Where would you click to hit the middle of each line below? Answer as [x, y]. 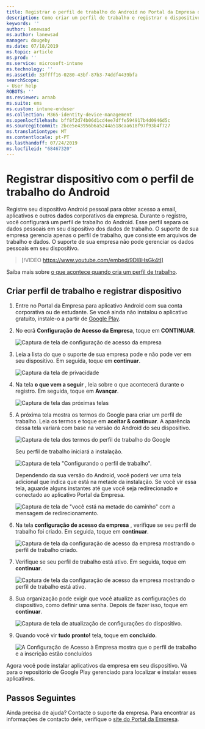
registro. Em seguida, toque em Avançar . [67, 391]
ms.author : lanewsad [33, 35]
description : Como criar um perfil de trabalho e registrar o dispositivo [103, 18]
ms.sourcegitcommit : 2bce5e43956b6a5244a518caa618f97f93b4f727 [88, 126]
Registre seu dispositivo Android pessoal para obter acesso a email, [92, 209]
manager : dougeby [28, 40]
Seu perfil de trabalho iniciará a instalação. [69, 451]
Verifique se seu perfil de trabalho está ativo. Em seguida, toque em [100, 562]
